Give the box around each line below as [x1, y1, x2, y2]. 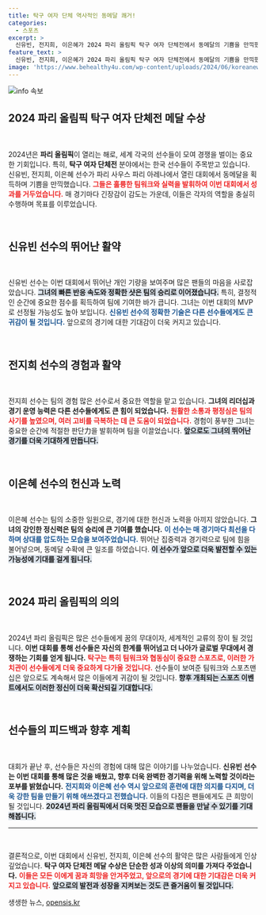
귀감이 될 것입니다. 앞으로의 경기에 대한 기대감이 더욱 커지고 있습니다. [8, 317, 222, 327]
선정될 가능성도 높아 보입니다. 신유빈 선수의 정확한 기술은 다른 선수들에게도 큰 [16, 307, 253, 317]
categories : [8, 19, 47, 27]
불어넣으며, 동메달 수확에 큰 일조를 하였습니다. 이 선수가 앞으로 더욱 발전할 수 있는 [8, 544, 257, 554]
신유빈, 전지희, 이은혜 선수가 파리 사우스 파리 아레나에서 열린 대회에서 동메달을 [8, 169, 249, 179]
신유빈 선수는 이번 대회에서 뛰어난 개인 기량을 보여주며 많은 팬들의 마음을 [8, 278, 232, 287]
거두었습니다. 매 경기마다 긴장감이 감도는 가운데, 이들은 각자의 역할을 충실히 [22, 189, 256, 198]
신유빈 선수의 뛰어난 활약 [8, 240, 121, 253]
